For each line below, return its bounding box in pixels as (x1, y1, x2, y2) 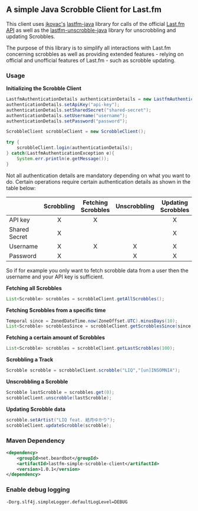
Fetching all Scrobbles (6, 284, 62, 291)
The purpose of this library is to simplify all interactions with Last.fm (6, 44, 171, 51)
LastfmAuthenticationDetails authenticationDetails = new (6, 97, 151, 102)
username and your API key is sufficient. (6, 273, 104, 280)
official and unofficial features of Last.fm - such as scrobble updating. (6, 57, 176, 64)
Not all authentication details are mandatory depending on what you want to (6, 172, 190, 179)
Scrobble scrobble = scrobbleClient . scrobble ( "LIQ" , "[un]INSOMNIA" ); (6, 367, 181, 373)
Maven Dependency (6, 436, 65, 444)
